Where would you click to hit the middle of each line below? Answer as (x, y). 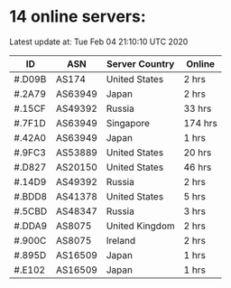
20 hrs (198, 153)
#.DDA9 (31, 226)
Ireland (121, 240)
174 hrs (201, 123)
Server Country (141, 63)
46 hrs (198, 167)
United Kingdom (140, 226)
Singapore (128, 123)
